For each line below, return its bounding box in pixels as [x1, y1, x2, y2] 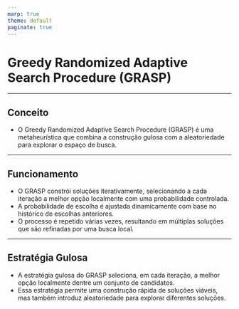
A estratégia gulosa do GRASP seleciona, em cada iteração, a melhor [17, 271, 221, 279]
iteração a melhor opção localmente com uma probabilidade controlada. [17, 194, 230, 203]
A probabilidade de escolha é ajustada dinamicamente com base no [17, 201, 217, 210]
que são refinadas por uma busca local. [17, 224, 134, 233]
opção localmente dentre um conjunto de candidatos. [17, 278, 175, 287]
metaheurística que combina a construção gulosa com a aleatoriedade [17, 133, 225, 142]
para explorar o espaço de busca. [17, 140, 117, 150]
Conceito [7, 106, 49, 118]
